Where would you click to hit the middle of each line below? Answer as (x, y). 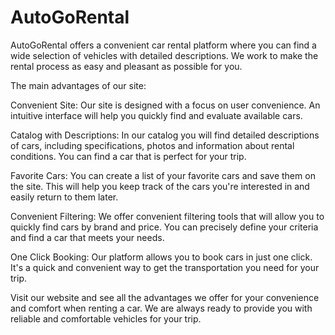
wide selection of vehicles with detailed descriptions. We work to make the (164, 55)
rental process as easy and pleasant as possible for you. (126, 66)
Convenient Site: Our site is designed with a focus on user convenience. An (165, 105)
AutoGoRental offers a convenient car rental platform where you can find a (163, 45)
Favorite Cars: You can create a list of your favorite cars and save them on (163, 175)
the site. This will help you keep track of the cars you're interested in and (160, 186)
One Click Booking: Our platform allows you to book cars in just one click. (161, 257)
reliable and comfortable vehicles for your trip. (106, 318)
